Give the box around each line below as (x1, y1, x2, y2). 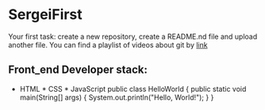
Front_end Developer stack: (8, 63, 148, 77)
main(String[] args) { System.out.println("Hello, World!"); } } (19, 93, 214, 102)
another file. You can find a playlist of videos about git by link (8, 40, 208, 49)
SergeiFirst (8, 6, 83, 24)
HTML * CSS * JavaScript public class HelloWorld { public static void (19, 84, 247, 93)
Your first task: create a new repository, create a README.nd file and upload (8, 32, 258, 41)
